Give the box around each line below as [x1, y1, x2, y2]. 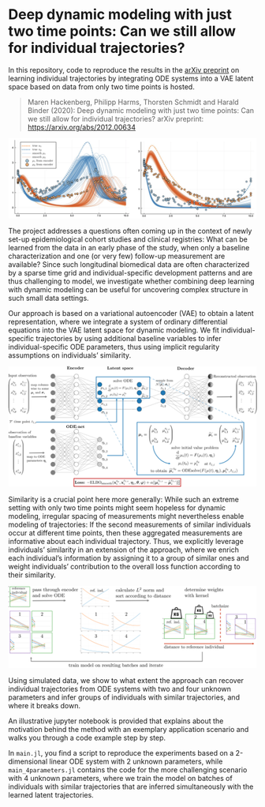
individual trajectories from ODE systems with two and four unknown [8, 685, 231, 694]
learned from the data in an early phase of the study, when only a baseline [8, 243, 250, 253]
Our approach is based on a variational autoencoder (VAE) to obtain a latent [8, 309, 254, 318]
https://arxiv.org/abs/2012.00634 [27, 122, 136, 132]
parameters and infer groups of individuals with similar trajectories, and [8, 693, 241, 702]
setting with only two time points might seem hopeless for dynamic [8, 503, 226, 512]
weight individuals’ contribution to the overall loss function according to [8, 561, 241, 571]
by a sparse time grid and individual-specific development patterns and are [8, 268, 253, 278]
